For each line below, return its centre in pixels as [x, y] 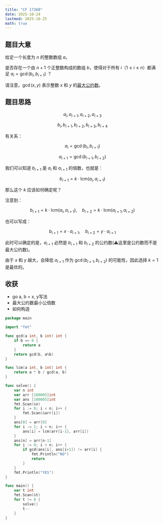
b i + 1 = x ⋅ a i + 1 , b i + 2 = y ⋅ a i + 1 [82, 232]
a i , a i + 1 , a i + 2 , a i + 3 [82, 115]
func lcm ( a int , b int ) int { [36, 368]
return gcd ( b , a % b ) [34, 354]
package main [18, 318]
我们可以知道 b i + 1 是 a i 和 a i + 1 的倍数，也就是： [54, 168]
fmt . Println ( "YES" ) [34, 472]
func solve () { [21, 386]
